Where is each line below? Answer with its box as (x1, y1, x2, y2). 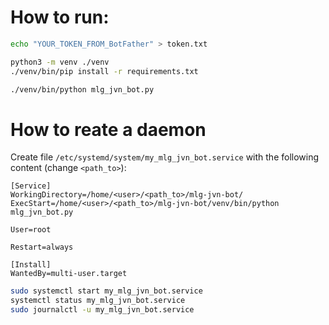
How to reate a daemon (10, 118, 207, 141)
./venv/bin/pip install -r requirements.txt (10, 66, 199, 76)
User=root (10, 225, 52, 235)
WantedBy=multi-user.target (10, 269, 128, 279)
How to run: (10, 6, 110, 29)
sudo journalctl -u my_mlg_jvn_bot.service (10, 305, 195, 315)
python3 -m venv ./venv (10, 57, 110, 67)
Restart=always (10, 242, 74, 253)
